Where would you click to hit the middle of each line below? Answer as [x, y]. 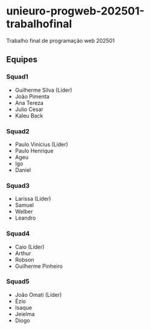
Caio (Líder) [30, 247]
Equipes [22, 59]
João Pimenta [32, 96]
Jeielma [25, 314]
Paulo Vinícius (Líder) [41, 144]
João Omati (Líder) [38, 294]
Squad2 [18, 131]
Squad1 [17, 77]
